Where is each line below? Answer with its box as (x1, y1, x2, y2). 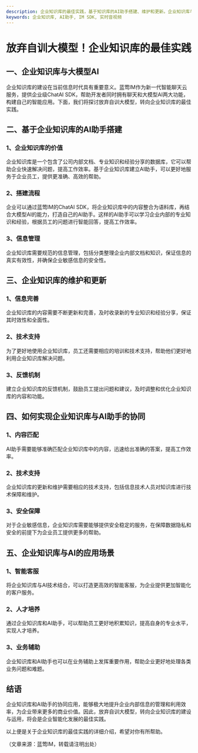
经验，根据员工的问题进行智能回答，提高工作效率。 (16, 218, 140, 225)
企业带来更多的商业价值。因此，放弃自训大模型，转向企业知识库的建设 (21, 708, 192, 715)
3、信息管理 (6, 234, 41, 243)
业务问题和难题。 (6, 665, 48, 672)
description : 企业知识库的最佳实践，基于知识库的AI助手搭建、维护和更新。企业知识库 (6, 8, 190, 15)
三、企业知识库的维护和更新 (6, 276, 107, 286)
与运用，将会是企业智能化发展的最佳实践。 (6, 715, 109, 723)
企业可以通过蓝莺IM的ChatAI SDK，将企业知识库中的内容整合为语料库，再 (6, 204, 185, 211)
